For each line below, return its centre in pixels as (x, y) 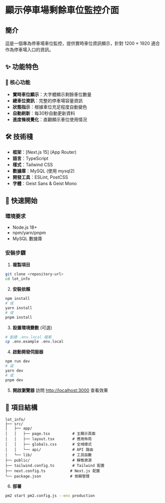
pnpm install (19, 317)
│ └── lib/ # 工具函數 (48, 455)
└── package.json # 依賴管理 (47, 476)
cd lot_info (17, 279)
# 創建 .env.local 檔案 (28, 337)
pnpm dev (14, 380)
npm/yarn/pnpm (29, 233)
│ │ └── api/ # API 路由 (49, 449)
